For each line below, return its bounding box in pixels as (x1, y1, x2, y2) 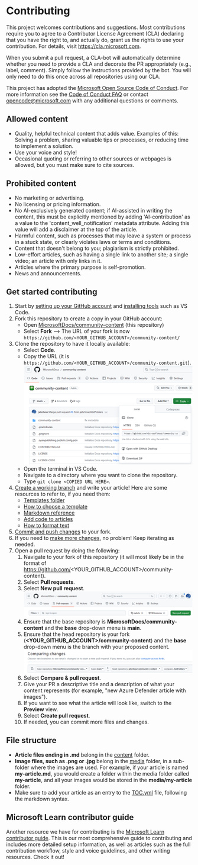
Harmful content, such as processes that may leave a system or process (14, 232, 191, 239)
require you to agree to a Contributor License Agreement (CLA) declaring (6, 30, 184, 37)
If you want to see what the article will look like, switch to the (23, 700, 172, 707)
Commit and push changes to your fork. (14, 528, 112, 535)
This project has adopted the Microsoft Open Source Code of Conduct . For (6, 84, 189, 91)
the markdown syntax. (14, 795, 69, 802)
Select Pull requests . (23, 578, 75, 586)
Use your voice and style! (14, 149, 77, 156)
